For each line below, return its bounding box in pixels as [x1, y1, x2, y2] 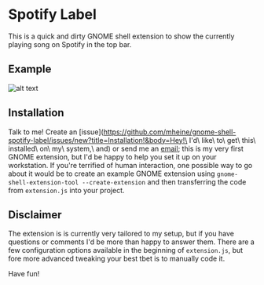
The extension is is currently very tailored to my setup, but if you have [8, 229, 234, 239]
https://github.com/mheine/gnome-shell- [103, 127, 236, 137]
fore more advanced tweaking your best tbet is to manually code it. [8, 254, 225, 264]
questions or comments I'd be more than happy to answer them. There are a [8, 237, 255, 247]
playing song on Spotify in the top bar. [8, 39, 132, 49]
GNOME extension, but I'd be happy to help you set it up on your [8, 152, 218, 162]
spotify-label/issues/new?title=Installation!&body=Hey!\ [8, 135, 188, 144]
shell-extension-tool [8, 178, 79, 186]
